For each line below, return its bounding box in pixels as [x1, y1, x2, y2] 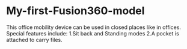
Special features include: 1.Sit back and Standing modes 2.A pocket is [6, 30, 179, 37]
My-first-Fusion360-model [6, 4, 145, 18]
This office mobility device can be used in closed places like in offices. [6, 24, 182, 31]
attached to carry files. [6, 36, 63, 43]
